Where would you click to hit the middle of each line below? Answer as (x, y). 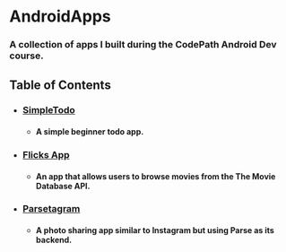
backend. (54, 240)
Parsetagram (51, 209)
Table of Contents (61, 85)
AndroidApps (61, 17)
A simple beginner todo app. (90, 132)
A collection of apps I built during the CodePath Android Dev (143, 45)
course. (26, 56)
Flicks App (46, 154)
